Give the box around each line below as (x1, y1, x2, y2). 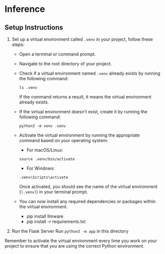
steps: (11, 42, 25, 48)
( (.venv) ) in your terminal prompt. (19, 189, 88, 195)
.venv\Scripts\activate (19, 175, 69, 180)
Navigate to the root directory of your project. (19, 61, 112, 66)
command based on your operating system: (19, 138, 108, 143)
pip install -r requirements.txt (26, 219, 86, 224)
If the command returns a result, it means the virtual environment (19, 94, 152, 100)
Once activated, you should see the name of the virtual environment (19, 184, 158, 189)
